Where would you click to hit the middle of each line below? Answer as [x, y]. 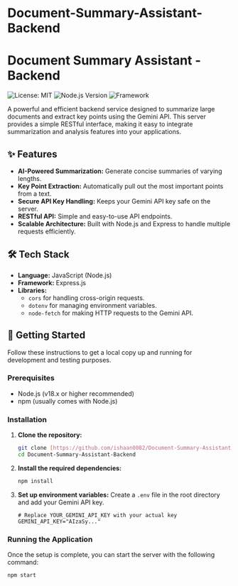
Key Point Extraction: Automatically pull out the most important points [120, 186]
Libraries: [32, 290]
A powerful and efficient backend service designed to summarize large [111, 109]
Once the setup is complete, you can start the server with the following [111, 555]
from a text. [34, 194]
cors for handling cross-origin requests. [86, 298]
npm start [22, 575]
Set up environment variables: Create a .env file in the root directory [119, 494]
